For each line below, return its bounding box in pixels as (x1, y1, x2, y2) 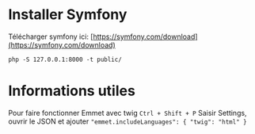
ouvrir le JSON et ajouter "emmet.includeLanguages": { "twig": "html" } (8, 117, 247, 126)
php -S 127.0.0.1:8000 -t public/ (8, 56, 123, 63)
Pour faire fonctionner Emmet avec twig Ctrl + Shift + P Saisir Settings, (8, 108, 247, 117)
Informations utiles (8, 82, 136, 100)
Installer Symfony (8, 6, 127, 24)
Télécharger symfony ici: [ (8, 32, 93, 41)
